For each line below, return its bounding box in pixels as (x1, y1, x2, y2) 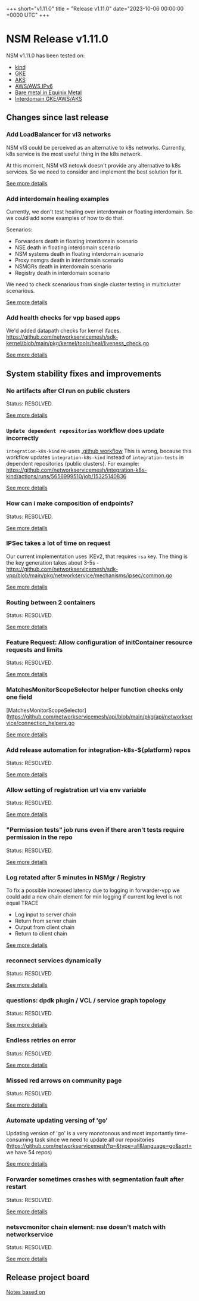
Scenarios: (6, 226, 33, 233)
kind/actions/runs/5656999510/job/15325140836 (6, 473, 127, 480)
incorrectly (6, 433, 39, 442)
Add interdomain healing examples (6, 194, 109, 203)
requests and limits (6, 646, 63, 654)
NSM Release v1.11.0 (6, 32, 109, 46)
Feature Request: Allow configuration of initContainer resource (6, 638, 192, 646)
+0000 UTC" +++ (6, 11, 50, 18)
